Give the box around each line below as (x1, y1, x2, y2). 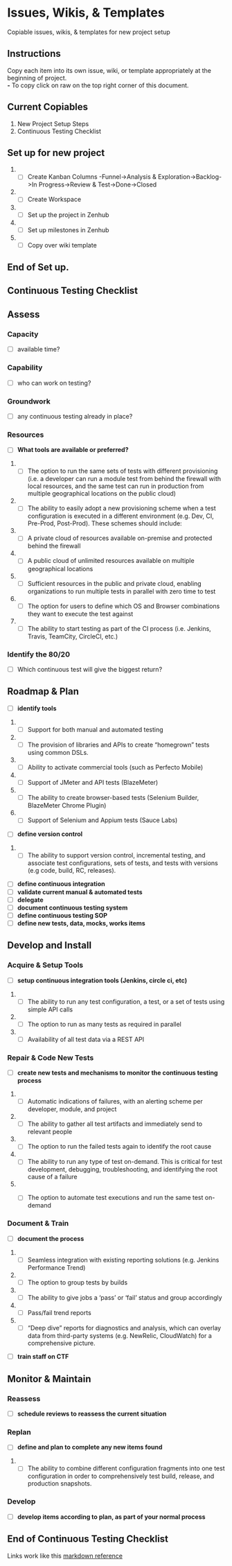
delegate (17, 896, 44, 904)
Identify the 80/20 (7, 650, 71, 659)
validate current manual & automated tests (17, 887, 143, 896)
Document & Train (7, 1219, 69, 1228)
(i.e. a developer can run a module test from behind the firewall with (27, 475, 222, 483)
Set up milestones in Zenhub (27, 225, 109, 234)
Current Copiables (7, 101, 89, 113)
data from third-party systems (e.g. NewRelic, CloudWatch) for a (27, 1332, 213, 1340)
